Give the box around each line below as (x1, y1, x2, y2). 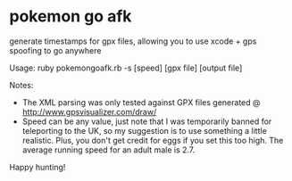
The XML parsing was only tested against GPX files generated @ (21, 96, 261, 108)
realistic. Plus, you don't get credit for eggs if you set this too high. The (21, 135, 284, 145)
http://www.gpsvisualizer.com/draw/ (21, 106, 157, 117)
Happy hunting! (9, 161, 66, 172)
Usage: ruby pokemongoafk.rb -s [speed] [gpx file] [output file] (9, 62, 243, 73)
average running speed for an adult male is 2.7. (21, 144, 196, 155)
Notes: (9, 79, 34, 90)
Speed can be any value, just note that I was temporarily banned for (21, 116, 272, 127)
